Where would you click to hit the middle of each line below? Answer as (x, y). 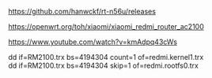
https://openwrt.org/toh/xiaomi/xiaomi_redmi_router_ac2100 (106, 26)
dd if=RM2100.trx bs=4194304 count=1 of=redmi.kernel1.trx (106, 57)
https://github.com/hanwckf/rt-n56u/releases (82, 11)
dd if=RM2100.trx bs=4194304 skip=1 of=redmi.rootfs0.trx (104, 65)
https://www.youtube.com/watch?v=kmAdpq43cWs (93, 42)
